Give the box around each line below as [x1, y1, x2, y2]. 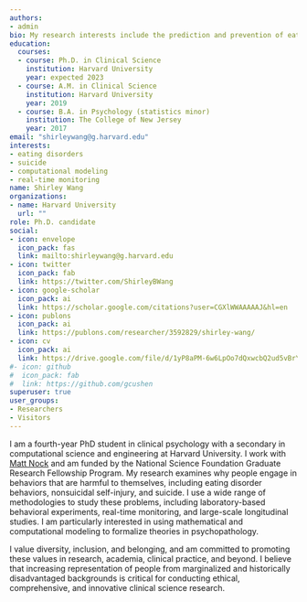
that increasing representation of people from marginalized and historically [9, 563, 291, 574]
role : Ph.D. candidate [9, 217, 96, 227]
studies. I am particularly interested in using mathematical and [9, 516, 244, 527]
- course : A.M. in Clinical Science [17, 81, 157, 91]
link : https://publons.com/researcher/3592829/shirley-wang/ [17, 328, 256, 338]
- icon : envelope [9, 234, 76, 243]
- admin [9, 22, 39, 31]
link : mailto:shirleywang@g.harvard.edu [17, 252, 174, 261]
